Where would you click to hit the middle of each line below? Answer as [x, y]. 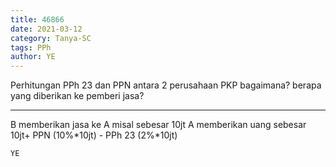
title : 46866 [37, 19]
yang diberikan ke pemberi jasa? [77, 96]
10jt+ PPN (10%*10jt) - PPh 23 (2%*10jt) [94, 135]
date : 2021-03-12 [46, 29]
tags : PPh [31, 47]
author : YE [33, 57]
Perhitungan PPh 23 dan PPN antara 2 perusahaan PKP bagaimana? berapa [166, 85]
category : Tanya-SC [51, 38]
